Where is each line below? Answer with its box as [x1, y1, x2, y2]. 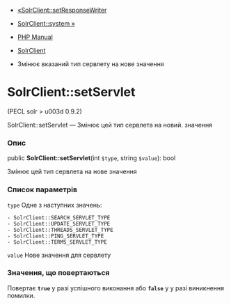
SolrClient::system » [17, 19, 75, 27]
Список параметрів [7, 185, 78, 194]
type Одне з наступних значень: [7, 201, 102, 209]
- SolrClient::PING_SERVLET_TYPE [7, 233, 104, 240]
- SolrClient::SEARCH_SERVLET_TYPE [7, 214, 111, 221]
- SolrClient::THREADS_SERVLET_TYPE [7, 226, 113, 233]
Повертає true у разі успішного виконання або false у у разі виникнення [7, 283, 225, 292]
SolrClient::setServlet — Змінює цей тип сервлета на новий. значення [7, 120, 213, 129]
